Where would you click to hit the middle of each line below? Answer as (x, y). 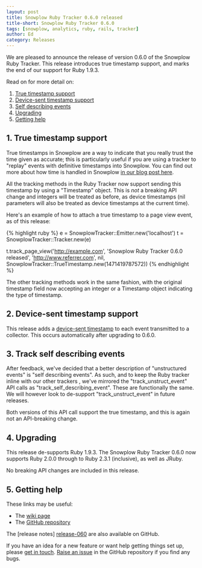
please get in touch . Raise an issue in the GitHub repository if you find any (98, 552)
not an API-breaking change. (42, 419)
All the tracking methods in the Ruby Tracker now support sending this (94, 184)
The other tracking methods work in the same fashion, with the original (94, 282)
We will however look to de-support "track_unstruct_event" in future (91, 394)
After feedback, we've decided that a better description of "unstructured (96, 368)
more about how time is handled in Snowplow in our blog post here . (90, 172)
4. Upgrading (31, 438)
